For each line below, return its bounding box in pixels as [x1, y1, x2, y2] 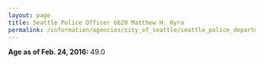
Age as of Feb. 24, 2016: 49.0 [8, 48, 105, 57]
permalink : [8, 26, 44, 34]
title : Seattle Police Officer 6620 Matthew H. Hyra [8, 19, 185, 27]
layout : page [8, 11, 51, 20]
